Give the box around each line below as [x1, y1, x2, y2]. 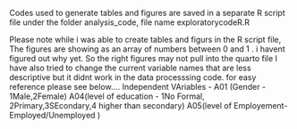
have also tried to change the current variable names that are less [9, 62, 252, 73]
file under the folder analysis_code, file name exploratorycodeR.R [9, 17, 250, 28]
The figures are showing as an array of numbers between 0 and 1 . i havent [9, 44, 285, 54]
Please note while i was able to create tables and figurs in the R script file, [9, 35, 282, 44]
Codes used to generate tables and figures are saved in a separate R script [9, 8, 286, 18]
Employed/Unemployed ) [9, 110, 101, 120]
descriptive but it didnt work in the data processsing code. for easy [9, 72, 257, 83]
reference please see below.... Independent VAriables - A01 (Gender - [9, 82, 267, 92]
